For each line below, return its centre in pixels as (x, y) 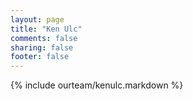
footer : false (40, 57)
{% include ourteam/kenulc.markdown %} (97, 85)
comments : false (44, 38)
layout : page (37, 19)
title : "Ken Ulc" (46, 29)
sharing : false (42, 47)
